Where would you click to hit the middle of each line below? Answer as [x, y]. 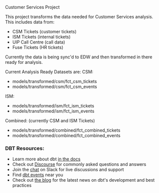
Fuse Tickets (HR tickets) [38, 47]
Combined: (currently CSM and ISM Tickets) [50, 121]
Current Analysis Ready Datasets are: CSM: [49, 72]
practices [22, 186]
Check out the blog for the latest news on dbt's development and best [83, 180]
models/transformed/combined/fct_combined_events [66, 135]
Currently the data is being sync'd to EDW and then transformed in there [79, 57]
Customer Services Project [33, 7]
